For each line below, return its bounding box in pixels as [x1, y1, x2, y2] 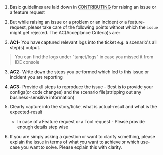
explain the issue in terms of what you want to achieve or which [9, 139, 140, 145]
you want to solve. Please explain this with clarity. [21, 144, 122, 150]
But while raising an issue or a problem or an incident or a [9, 19, 127, 25]
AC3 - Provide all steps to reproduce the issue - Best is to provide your [9, 84, 153, 90]
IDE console [14, 59, 40, 65]
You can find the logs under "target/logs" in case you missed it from [14, 54, 154, 60]
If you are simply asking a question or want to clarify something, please [9, 134, 156, 139]
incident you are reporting [9, 74, 63, 80]
